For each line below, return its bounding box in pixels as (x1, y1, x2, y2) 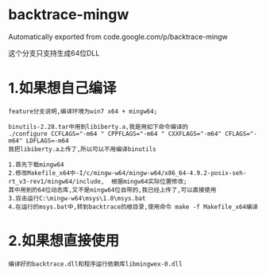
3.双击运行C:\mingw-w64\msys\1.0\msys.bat (8, 194, 146, 202)
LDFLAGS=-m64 (25, 137, 69, 145)
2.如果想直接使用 (8, 232, 119, 250)
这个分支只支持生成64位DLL (8, 48, 100, 57)
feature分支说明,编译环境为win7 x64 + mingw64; (8, 107, 158, 115)
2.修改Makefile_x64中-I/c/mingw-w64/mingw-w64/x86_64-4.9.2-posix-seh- (8, 169, 247, 177)
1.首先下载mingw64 (8, 161, 64, 169)
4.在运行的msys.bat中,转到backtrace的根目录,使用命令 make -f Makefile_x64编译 (8, 203, 258, 211)
